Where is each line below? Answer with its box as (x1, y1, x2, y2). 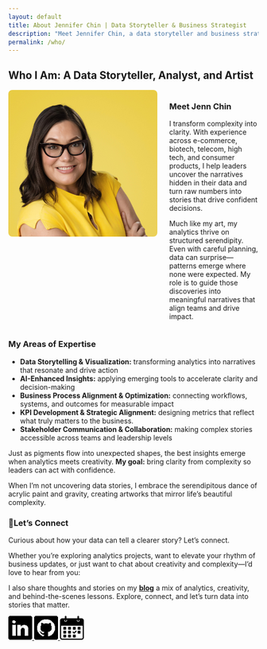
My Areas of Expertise (8, 339, 97, 350)
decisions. (169, 204, 203, 213)
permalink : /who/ (8, 38, 66, 46)
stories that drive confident (169, 195, 258, 204)
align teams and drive (169, 303, 240, 313)
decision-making (19, 382, 75, 391)
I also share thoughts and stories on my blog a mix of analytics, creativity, (8, 583, 250, 593)
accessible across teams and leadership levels (19, 433, 172, 442)
